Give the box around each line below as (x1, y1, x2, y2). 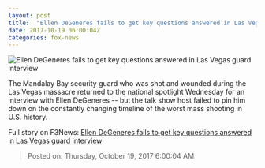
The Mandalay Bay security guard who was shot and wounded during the (8, 79, 247, 88)
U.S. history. (8, 112, 48, 122)
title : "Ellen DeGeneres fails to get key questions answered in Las (8, 19, 245, 27)
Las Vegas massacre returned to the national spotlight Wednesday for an (8, 88, 245, 97)
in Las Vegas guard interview (8, 136, 103, 146)
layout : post (8, 11, 51, 20)
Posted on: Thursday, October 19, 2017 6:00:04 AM (27, 151, 195, 161)
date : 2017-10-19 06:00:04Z (8, 26, 101, 34)
